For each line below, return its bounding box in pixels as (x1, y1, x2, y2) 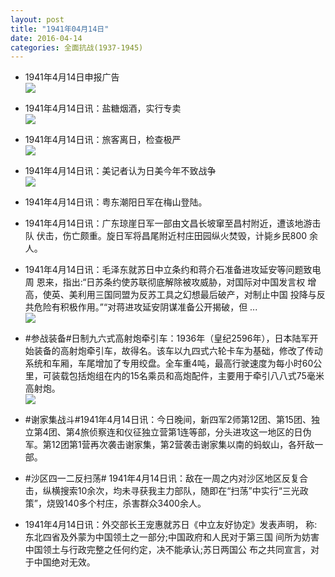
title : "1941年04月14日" (10, 24, 110, 34)
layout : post (10, 14, 65, 25)
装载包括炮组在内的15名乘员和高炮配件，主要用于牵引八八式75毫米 (51, 370, 325, 382)
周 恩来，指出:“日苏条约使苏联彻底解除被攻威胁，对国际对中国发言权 (24, 276, 306, 288)
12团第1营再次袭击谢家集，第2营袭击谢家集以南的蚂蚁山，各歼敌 (51, 439, 315, 451)
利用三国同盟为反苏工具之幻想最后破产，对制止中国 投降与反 (77, 289, 326, 301)
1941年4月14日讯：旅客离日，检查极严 (24, 134, 182, 146)
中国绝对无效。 (33, 556, 96, 568)
